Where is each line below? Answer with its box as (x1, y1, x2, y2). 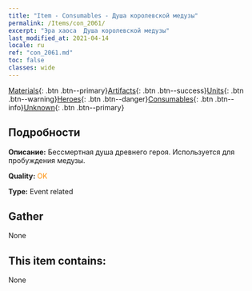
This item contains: (8, 253, 106, 268)
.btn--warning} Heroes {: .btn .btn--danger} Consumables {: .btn (8, 94, 214, 104)
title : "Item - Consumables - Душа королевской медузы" (8, 11, 198, 20)
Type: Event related (8, 186, 74, 196)
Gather (8, 209, 44, 223)
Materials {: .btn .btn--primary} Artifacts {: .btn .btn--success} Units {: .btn (8, 86, 244, 95)
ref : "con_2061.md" (8, 49, 74, 57)
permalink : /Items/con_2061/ (8, 19, 106, 27)
